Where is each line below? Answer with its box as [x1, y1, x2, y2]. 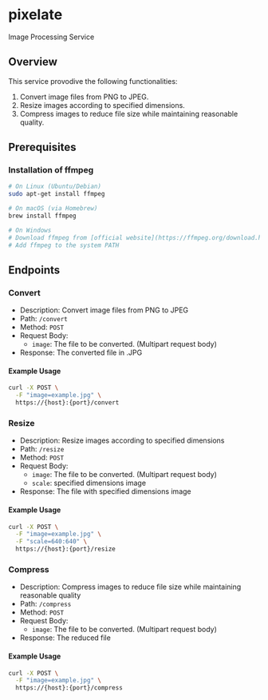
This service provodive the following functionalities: [8, 76, 178, 86]
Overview [8, 55, 58, 69]
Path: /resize [19, 444, 65, 454]
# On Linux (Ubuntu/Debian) [8, 182, 102, 191]
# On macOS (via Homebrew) [8, 205, 98, 213]
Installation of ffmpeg [8, 165, 94, 176]
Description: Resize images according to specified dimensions [19, 436, 225, 445]
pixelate [8, 6, 63, 24]
